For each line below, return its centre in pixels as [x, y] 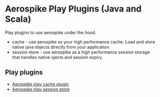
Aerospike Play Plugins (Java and [73, 9]
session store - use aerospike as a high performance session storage [81, 52]
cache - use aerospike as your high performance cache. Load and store [84, 42]
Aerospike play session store [41, 89]
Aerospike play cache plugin [40, 84]
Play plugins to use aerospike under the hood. [51, 32]
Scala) [18, 19]
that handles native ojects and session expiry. [57, 57]
